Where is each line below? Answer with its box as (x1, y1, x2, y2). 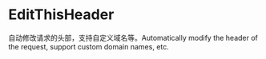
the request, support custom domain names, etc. (8, 41, 170, 51)
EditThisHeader (8, 6, 115, 24)
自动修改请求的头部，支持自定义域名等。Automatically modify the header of (8, 33, 259, 42)
